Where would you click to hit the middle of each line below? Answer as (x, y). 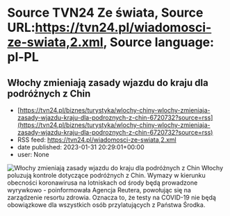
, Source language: (158, 42)
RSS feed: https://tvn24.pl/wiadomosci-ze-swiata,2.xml (97, 140)
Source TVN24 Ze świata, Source (105, 13)
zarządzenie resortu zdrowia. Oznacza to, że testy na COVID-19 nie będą (112, 197)
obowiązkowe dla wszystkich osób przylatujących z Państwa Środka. (106, 205)
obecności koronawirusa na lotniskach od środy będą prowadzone (102, 183)
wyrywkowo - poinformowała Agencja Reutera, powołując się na (99, 190)
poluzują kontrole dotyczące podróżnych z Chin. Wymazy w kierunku (107, 175)
